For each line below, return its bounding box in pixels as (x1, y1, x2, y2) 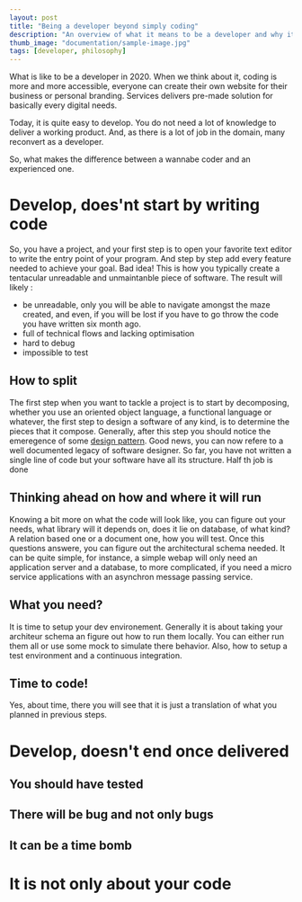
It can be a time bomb (9, 837, 133, 853)
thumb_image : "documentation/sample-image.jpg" (9, 38, 191, 48)
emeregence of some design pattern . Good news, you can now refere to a (9, 435, 284, 446)
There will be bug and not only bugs (9, 807, 214, 823)
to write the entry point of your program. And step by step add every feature (9, 254, 292, 264)
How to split (9, 373, 78, 388)
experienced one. (9, 164, 75, 174)
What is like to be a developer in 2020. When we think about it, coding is (9, 71, 277, 82)
